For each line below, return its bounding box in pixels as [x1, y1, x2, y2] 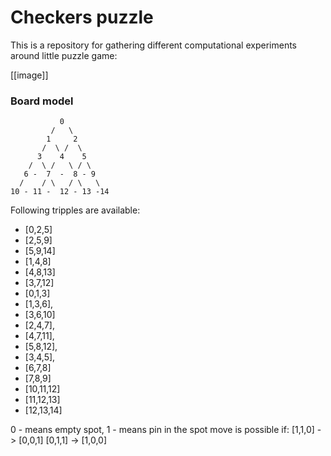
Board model [10, 94, 74, 108]
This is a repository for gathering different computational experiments [10, 39, 297, 51]
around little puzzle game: [10, 49, 118, 61]
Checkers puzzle [10, 6, 154, 29]
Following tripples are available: [10, 204, 141, 216]
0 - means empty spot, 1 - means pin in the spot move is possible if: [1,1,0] [10, 424, 315, 436]
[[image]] [10, 69, 49, 81]
